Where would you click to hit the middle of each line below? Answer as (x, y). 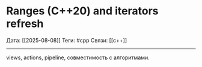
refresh (25, 24)
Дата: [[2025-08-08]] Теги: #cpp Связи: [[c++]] (67, 40)
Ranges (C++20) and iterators (82, 11)
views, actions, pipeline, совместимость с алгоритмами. (78, 57)
